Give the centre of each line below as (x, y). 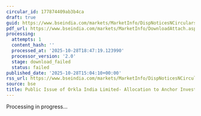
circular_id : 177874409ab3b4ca (45, 12)
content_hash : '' (33, 45)
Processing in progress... (37, 106)
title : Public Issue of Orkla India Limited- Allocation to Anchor (92, 90)
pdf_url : (17, 28)
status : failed (31, 67)
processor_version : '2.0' (44, 56)
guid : (13, 23)
